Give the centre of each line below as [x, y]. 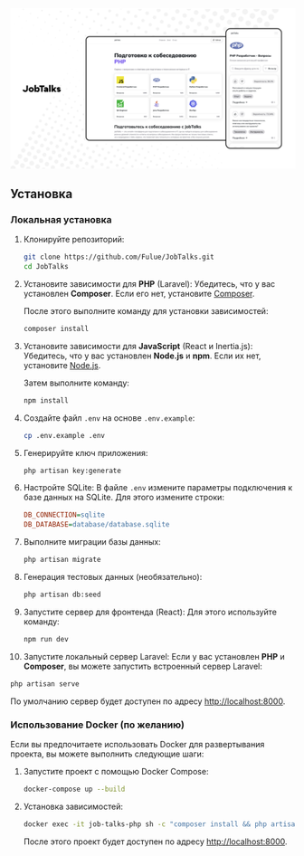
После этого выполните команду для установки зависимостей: [146, 310]
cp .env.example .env [64, 435]
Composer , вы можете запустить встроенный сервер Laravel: [143, 666]
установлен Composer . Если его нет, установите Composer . [139, 293]
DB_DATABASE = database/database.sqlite [96, 525]
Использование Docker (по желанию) [97, 725]
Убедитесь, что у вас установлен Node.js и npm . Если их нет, [142, 356]
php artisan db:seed [62, 595]
